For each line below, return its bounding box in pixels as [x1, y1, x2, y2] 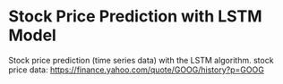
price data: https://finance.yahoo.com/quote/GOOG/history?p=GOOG [8, 64, 265, 75]
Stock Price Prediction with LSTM [8, 6, 262, 27]
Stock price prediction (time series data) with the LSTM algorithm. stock [8, 55, 274, 65]
